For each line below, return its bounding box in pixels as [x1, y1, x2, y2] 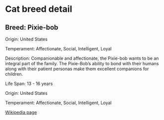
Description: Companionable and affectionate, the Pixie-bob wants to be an [5, 55, 159, 61]
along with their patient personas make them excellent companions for [5, 66, 149, 72]
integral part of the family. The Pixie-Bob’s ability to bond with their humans [5, 61, 159, 66]
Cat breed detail [5, 3, 73, 15]
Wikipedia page [5, 110, 37, 115]
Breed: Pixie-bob [5, 23, 58, 32]
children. [5, 71, 23, 77]
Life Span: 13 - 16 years [5, 80, 53, 86]
